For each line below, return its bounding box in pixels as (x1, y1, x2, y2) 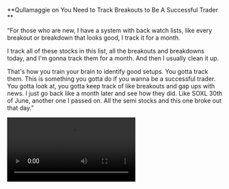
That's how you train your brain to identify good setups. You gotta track (7, 68, 208, 75)
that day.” (7, 104, 34, 112)
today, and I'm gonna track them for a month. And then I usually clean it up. (7, 54, 219, 62)
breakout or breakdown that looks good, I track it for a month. (7, 34, 180, 42)
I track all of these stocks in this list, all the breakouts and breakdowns (7, 47, 205, 55)
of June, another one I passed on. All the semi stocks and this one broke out (7, 97, 222, 105)
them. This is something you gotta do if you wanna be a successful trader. (7, 75, 216, 83)
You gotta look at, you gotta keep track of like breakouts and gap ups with (7, 82, 215, 90)
